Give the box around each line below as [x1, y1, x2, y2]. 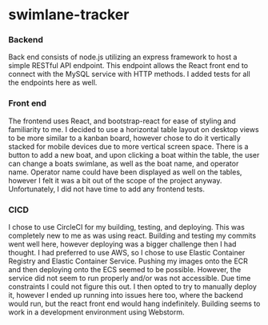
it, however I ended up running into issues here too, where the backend [8, 291, 243, 300]
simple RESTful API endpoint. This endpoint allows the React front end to [8, 61, 249, 70]
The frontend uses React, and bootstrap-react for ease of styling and [8, 116, 236, 126]
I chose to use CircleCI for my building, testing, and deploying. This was [8, 223, 246, 232]
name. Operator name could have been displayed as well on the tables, [8, 167, 242, 177]
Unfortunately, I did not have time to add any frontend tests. [8, 184, 206, 194]
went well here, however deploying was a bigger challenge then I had [8, 239, 237, 249]
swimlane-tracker [8, 6, 130, 24]
